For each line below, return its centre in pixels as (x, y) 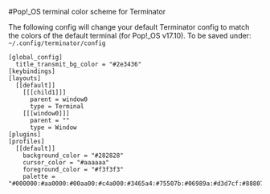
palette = (39, 176)
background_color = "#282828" (74, 156)
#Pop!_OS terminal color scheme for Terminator (87, 12)
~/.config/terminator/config (57, 43)
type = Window (53, 127)
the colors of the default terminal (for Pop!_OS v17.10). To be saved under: (130, 36)
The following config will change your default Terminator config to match (129, 27)
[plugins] (25, 135)
